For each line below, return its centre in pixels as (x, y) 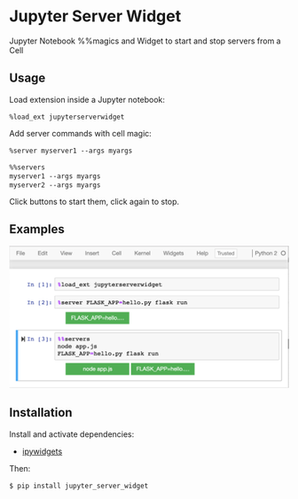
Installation (41, 413)
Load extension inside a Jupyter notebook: (87, 99)
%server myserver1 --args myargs (71, 151)
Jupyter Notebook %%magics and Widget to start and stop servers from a (145, 41)
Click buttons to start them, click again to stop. (94, 201)
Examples (37, 229)
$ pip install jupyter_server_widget (79, 486)
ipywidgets (42, 451)
